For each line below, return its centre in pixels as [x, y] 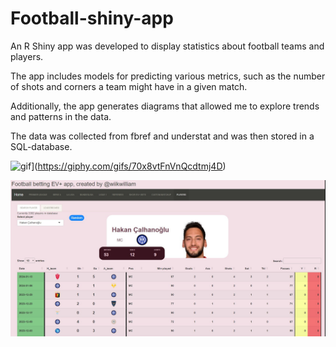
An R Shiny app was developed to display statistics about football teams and [167, 46]
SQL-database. [41, 146]
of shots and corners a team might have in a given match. [129, 86]
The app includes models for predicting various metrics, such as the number [168, 76]
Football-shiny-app [92, 18]
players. [27, 56]
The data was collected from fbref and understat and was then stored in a [162, 136]
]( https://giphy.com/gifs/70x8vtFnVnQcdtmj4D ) [129, 166]
